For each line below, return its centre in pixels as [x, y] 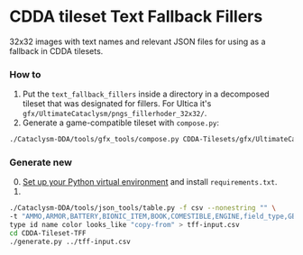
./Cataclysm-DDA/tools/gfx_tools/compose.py [94, 140]
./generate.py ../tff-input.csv [70, 241]
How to [25, 74]
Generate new [41, 162]
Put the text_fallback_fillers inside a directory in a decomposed [146, 94]
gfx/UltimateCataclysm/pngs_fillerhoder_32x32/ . [115, 114]
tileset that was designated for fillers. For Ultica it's [117, 104]
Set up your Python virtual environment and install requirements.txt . [150, 182]
